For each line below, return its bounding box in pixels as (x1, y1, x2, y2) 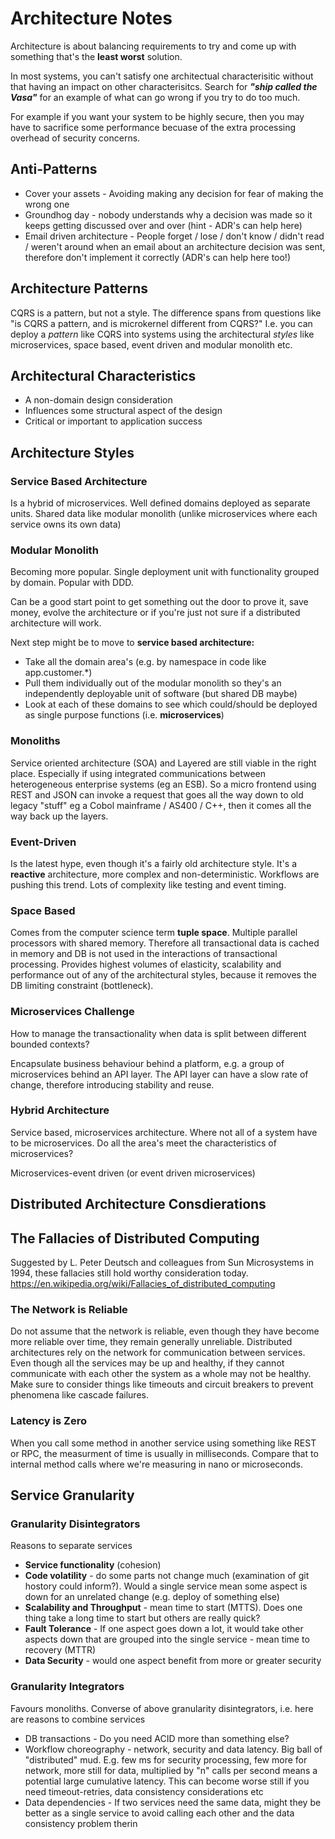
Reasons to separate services (10, 1540, 133, 1552)
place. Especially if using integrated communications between (10, 767, 267, 779)
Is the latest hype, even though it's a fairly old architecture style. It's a (10, 857, 298, 869)
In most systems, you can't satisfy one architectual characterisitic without (10, 70, 314, 82)
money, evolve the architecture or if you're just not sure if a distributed (10, 607, 301, 619)
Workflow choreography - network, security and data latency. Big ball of (24, 1743, 323, 1755)
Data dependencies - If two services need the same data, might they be (24, 1796, 322, 1808)
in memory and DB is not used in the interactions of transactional (10, 948, 278, 960)
